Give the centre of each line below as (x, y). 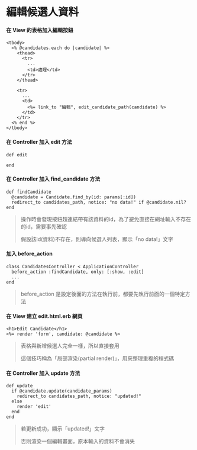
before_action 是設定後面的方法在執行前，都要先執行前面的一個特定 (103, 294)
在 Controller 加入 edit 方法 (39, 142)
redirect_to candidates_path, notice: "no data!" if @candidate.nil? (99, 202)
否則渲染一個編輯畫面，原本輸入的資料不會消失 (77, 441)
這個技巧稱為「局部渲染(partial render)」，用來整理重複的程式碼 (97, 358)
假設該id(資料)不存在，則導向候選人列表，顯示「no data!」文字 (97, 239)
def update (20, 386)
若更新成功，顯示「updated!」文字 (63, 429)
